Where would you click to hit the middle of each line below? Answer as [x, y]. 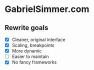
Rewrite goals [26, 28]
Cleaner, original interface [38, 39]
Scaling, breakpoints [33, 45]
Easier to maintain [30, 56]
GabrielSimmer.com [47, 9]
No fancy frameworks [34, 62]
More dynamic [27, 51]
